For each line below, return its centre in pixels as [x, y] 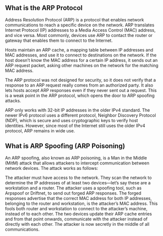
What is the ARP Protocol [44, 8]
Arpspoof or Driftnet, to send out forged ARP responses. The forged [73, 193]
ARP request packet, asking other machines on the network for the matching [82, 65]
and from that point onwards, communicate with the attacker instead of [76, 219]
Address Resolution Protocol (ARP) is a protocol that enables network [75, 19]
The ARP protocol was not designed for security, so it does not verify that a [81, 80]
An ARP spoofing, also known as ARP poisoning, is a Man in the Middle [76, 158]
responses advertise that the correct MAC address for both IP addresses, [78, 198]
